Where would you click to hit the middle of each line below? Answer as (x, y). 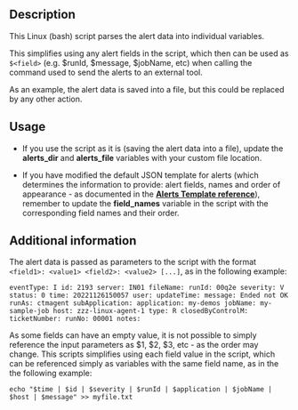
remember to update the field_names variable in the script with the (145, 203)
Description (42, 15)
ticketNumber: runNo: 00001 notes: (75, 319)
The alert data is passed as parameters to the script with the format (133, 262)
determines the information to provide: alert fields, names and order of (151, 184)
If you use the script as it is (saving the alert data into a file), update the (153, 148)
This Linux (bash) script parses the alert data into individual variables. (137, 36)
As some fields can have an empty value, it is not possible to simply (133, 335)
